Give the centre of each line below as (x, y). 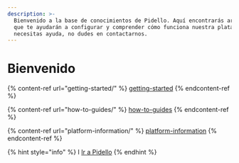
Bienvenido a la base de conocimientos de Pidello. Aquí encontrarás (119, 21)
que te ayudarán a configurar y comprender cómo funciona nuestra (114, 27)
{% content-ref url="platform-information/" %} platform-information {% (112, 131)
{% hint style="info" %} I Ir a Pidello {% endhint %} (82, 152)
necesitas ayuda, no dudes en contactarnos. (81, 34)
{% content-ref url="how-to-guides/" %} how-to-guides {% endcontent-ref (118, 110)
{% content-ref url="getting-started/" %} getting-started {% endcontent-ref (118, 89)
